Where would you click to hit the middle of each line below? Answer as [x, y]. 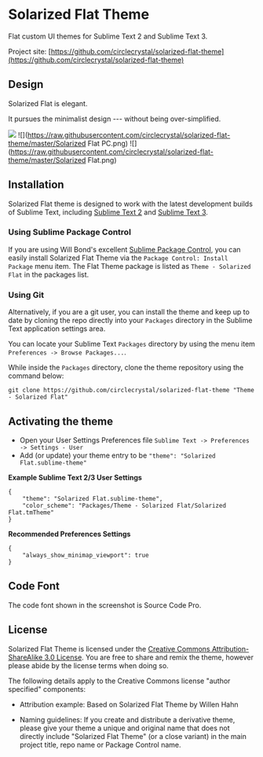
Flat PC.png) [108, 143]
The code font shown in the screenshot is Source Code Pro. [105, 605]
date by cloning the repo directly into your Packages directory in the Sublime [130, 321]
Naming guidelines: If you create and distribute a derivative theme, [127, 719]
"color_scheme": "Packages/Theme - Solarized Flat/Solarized [124, 505]
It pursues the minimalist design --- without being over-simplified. [115, 119]
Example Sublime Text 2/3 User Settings [75, 477]
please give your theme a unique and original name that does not [124, 728]
